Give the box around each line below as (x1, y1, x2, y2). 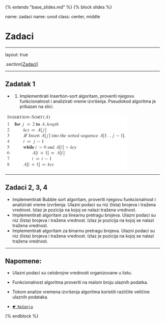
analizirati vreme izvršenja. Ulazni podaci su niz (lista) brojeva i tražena (12, 201, 156, 208)
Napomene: (5, 257, 42, 265)
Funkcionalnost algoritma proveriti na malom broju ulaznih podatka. (12, 279, 148, 285)
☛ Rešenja (12, 304, 33, 310)
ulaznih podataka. (12, 294, 49, 300)
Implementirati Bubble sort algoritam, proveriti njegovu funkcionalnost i (12, 196, 156, 202)
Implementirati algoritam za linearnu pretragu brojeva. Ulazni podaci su (12, 212, 156, 218)
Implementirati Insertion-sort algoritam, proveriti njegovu (19, 93, 135, 99)
